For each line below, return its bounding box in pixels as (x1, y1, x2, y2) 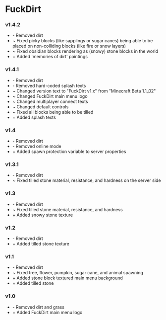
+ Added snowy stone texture (12, 212, 73, 218)
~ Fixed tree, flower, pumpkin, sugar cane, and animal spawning (12, 270, 144, 276)
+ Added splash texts (12, 114, 56, 120)
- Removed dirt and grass (12, 304, 64, 310)
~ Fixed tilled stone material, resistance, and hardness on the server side (12, 177, 161, 183)
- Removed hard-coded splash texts (12, 82, 86, 88)
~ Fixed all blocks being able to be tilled (12, 109, 94, 115)
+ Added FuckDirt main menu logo (12, 309, 83, 315)
